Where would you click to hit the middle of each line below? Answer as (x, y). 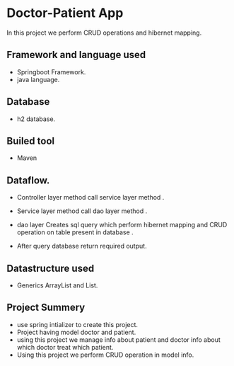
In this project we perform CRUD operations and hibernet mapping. (104, 33)
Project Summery (46, 308)
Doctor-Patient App (65, 13)
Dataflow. (28, 180)
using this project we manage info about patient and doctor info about (118, 339)
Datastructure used (51, 268)
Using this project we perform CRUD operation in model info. (105, 355)
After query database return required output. (82, 246)
